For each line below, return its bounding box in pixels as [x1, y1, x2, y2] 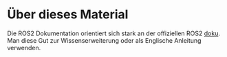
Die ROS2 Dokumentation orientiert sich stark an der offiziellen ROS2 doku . [7, 29, 220, 37]
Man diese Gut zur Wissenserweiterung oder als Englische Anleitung [7, 36, 202, 44]
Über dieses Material [7, 7, 129, 22]
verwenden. [7, 43, 41, 52]
